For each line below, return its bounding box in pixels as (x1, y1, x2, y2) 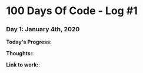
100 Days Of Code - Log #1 (6, 4, 138, 18)
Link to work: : (6, 61, 40, 68)
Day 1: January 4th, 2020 (6, 25, 80, 34)
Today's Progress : (6, 38, 52, 45)
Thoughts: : (6, 50, 34, 57)
